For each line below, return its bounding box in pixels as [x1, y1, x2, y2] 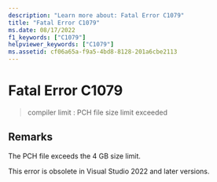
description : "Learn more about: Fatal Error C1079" [8, 11, 185, 20]
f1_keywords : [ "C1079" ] [8, 33, 86, 42]
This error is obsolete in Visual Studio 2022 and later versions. [8, 166, 210, 176]
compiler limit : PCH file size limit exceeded [27, 107, 167, 117]
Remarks [8, 130, 53, 144]
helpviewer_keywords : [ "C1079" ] [8, 41, 114, 49]
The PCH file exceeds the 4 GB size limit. [8, 151, 142, 161]
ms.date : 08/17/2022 [8, 26, 76, 34]
